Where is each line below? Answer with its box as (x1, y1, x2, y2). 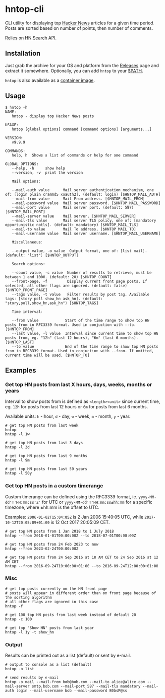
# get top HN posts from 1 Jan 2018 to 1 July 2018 (5, 529, 114, 534)
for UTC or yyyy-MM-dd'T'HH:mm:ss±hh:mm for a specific (42, 499, 153, 505)
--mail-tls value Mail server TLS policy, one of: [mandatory (11, 218, 156, 223)
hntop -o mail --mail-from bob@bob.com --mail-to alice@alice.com (5, 680, 145, 685)
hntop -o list (5, 667, 35, 672)
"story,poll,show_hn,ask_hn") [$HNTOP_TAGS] (5, 301, 99, 306)
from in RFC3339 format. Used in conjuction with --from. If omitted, (5, 348, 154, 353)
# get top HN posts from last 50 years (5, 466, 88, 471)
